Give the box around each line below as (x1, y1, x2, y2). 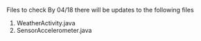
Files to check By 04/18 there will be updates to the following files (6, 6, 195, 14)
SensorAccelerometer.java (16, 27, 92, 34)
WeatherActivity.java (16, 19, 76, 27)
